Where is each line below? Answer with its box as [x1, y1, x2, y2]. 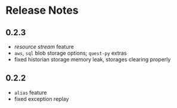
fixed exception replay [14, 95, 69, 102]
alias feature [14, 89, 47, 96]
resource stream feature [14, 43, 74, 50]
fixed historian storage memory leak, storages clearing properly [14, 56, 171, 63]
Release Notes [5, 4, 79, 17]
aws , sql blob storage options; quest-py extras [14, 50, 127, 57]
